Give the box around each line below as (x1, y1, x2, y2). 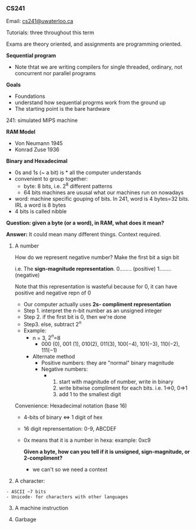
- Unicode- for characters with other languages (6, 494, 128, 500)
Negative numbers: (41, 366, 88, 373)
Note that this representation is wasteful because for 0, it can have (14, 283, 178, 290)
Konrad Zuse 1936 (14, 146, 60, 153)
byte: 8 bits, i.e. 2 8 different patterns (23, 182, 113, 190)
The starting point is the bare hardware (14, 105, 111, 113)
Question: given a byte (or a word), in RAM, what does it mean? (6, 219, 165, 226)
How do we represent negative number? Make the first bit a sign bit (14, 254, 179, 261)
